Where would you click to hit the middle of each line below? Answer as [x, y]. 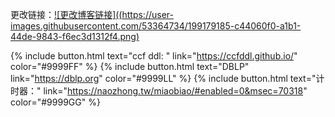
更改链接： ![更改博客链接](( [66, 14]
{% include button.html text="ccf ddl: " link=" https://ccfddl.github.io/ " [154, 56]
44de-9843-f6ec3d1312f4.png [73, 36]
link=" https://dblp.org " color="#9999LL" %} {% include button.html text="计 [167, 78]
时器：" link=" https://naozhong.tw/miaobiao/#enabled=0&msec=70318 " [159, 91]
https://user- [147, 14]
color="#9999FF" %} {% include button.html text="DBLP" [130, 66]
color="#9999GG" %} [55, 102]
